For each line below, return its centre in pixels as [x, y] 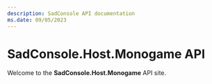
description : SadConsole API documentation [71, 13]
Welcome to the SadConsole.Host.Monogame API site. [87, 73]
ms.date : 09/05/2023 [37, 20]
